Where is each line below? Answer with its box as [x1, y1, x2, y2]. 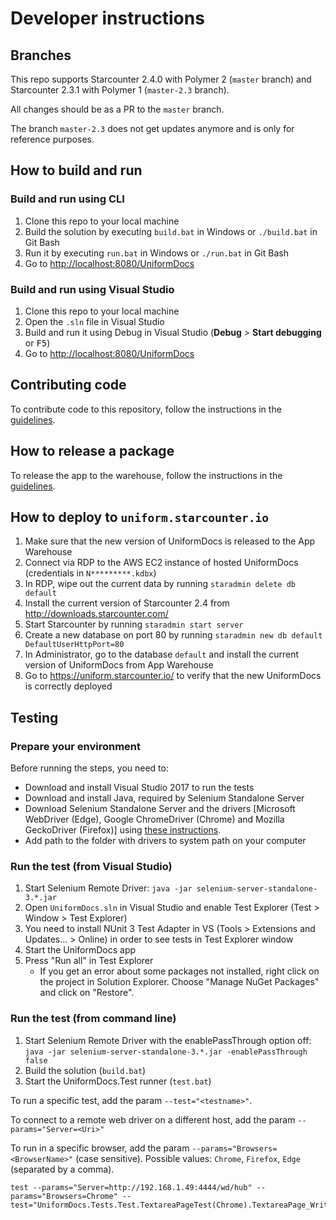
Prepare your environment [10, 739, 141, 753]
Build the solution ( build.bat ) [24, 1064, 147, 1076]
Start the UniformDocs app [24, 944, 137, 956]
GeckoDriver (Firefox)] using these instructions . [24, 824, 222, 836]
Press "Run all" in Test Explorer [24, 955, 154, 967]
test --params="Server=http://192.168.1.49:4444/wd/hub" [10, 1182, 253, 1192]
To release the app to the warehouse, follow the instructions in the [10, 469, 283, 481]
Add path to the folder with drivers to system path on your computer [24, 835, 307, 847]
